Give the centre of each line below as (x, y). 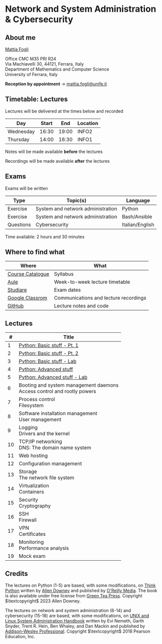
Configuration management (50, 464)
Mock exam (32, 556)
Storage (28, 471)
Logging (28, 427)
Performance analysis (44, 548)
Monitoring (31, 542)
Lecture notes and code (81, 306)
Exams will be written (26, 188)
